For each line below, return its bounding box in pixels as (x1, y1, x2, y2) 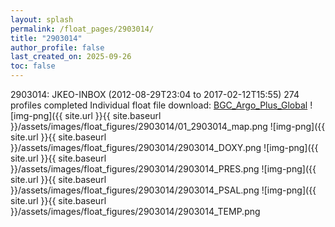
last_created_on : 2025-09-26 (10, 52, 132, 62)
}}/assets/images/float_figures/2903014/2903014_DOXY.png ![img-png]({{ (10, 142, 319, 153)
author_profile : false (10, 42, 105, 53)
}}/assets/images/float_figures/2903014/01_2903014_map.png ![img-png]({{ (10, 121, 326, 132)
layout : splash (10, 14, 74, 25)
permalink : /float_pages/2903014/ (10, 24, 155, 34)
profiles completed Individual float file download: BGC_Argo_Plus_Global (10, 99, 308, 111)
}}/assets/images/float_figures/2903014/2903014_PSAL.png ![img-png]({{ (10, 184, 317, 196)
